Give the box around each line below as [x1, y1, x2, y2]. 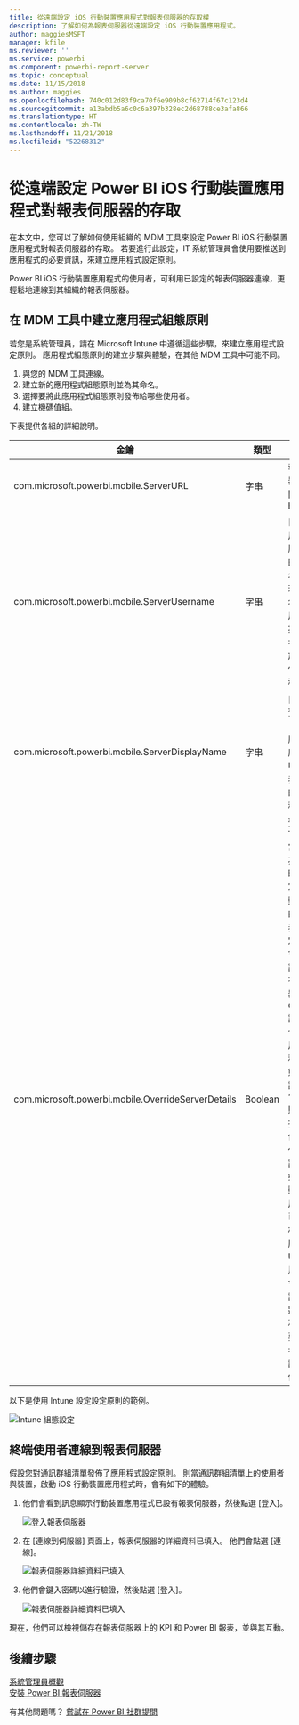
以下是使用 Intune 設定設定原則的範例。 [9, 1395, 154, 1405]
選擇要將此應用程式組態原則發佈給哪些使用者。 [21, 390, 194, 401]
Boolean [244, 1093, 280, 1105]
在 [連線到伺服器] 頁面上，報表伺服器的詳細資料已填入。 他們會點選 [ [21, 1535, 274, 1546]
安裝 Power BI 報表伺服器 [9, 1688, 101, 1698]
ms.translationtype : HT [9, 112, 98, 121]
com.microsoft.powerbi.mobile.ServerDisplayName [13, 745, 227, 758]
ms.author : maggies [9, 87, 82, 96]
